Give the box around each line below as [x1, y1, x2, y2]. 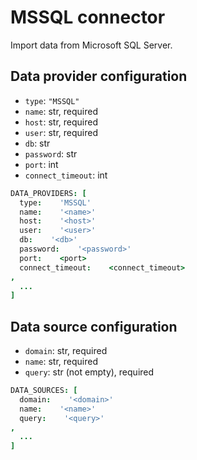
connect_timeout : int [24, 169, 108, 181]
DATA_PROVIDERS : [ [10, 188, 87, 198]
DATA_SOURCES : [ [10, 386, 78, 396]
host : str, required [24, 116, 98, 128]
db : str [24, 137, 51, 149]
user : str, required [24, 126, 98, 138]
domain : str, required [24, 345, 108, 357]
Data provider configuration [10, 68, 188, 85]
